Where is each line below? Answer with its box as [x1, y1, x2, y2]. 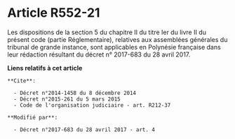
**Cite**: [7, 77, 36, 85]
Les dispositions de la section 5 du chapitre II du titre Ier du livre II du [7, 28, 207, 36]
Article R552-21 [7, 5, 100, 21]
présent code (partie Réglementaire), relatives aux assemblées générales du [7, 35, 228, 43]
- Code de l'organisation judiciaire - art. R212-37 [13, 101, 171, 109]
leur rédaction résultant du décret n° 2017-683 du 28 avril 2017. [7, 50, 191, 59]
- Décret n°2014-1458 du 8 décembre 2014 [13, 89, 137, 96]
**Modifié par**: [7, 114, 58, 121]
